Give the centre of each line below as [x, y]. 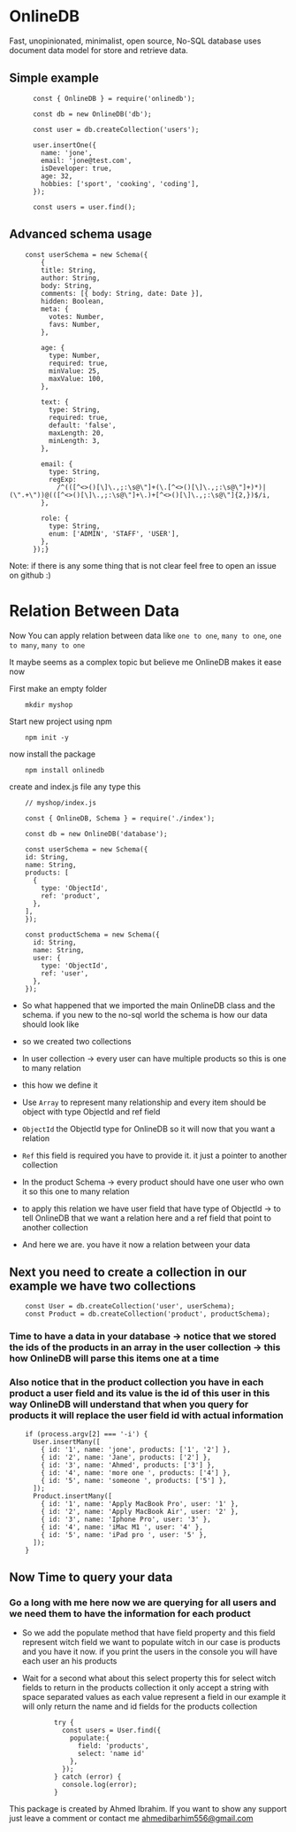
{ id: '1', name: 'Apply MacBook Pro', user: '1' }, [140, 1503]
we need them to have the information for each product [130, 1613]
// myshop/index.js [61, 803]
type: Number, [74, 355]
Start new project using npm [61, 721]
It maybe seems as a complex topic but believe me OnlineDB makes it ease [145, 662]
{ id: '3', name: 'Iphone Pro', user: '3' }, [126, 1519]
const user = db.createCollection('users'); [116, 129]
